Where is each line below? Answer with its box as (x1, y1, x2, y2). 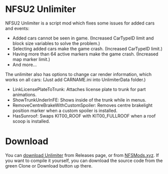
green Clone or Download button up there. (5, 162, 93, 168)
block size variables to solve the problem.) (12, 40, 100, 46)
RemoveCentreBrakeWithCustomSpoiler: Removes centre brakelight (12, 102, 153, 108)
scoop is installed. (12, 118, 50, 124)
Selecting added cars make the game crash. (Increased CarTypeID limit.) (12, 45, 163, 51)
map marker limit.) (12, 56, 50, 62)
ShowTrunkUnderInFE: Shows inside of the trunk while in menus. (12, 96, 146, 103)
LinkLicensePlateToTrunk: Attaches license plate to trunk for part (12, 86, 146, 92)
